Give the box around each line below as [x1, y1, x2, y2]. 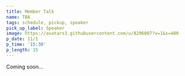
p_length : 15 [6, 47, 39, 53]
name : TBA [6, 14, 31, 20]
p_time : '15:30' [6, 42, 46, 48]
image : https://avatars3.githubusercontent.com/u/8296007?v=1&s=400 [6, 31, 179, 37]
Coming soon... [6, 63, 43, 70]
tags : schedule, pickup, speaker [6, 19, 89, 25]
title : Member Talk [6, 8, 55, 15]
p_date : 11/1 [6, 36, 39, 42]
